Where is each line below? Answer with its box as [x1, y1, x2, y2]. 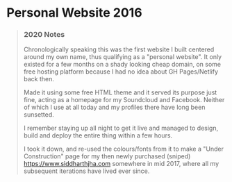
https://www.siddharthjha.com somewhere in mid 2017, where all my [23, 160, 219, 168]
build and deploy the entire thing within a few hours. [23, 131, 173, 140]
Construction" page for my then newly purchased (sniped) [23, 152, 191, 160]
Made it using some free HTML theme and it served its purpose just [23, 88, 217, 97]
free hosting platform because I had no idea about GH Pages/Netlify [23, 67, 219, 76]
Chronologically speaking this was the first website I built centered [23, 45, 215, 53]
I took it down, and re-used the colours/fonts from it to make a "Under [23, 144, 224, 154]
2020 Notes [23, 30, 65, 40]
